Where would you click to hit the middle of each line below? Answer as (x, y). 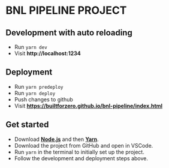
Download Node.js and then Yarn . (57, 139)
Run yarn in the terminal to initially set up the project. (79, 152)
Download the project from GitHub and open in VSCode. (84, 145)
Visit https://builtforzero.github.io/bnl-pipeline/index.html (88, 106)
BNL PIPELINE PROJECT (66, 10)
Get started (27, 124)
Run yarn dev (31, 47)
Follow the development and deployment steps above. (81, 158)
